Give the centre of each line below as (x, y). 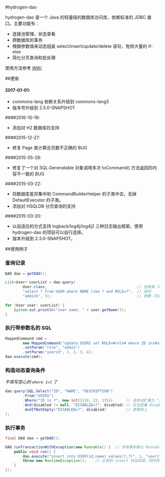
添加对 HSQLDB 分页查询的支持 (44, 206)
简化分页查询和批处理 (34, 58)
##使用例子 (16, 249)
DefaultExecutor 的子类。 (38, 200)
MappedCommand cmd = (26, 338)
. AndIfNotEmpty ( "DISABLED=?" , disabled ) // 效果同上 (85, 410)
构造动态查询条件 (25, 370)
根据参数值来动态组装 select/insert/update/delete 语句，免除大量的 (80, 46)
